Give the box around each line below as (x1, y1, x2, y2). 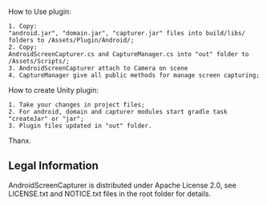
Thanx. (8, 136, 32, 145)
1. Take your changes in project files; (8, 101, 146, 109)
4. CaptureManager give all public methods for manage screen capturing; (8, 71, 261, 79)
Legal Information (8, 159, 99, 173)
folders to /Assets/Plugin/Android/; (8, 36, 135, 44)
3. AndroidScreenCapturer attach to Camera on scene (8, 64, 188, 72)
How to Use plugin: (8, 7, 72, 16)
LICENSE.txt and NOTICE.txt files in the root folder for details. (8, 188, 211, 199)
